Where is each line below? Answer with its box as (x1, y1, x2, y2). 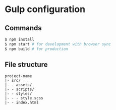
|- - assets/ (5, 82, 32, 88)
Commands (5, 24, 42, 32)
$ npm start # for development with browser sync (5, 41, 111, 46)
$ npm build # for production (5, 46, 69, 51)
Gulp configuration (5, 4, 86, 15)
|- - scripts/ (5, 87, 35, 92)
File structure (5, 61, 48, 69)
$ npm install (5, 37, 35, 42)
